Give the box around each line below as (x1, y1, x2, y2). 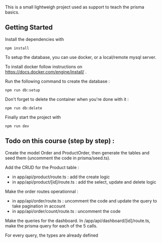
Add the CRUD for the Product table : (5, 164, 79, 170)
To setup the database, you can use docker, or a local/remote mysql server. (5, 54, 157, 60)
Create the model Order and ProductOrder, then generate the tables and (5, 150, 150, 155)
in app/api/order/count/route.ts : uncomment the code (12, 208, 121, 214)
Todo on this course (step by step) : (5, 137, 115, 145)
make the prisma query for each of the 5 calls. (5, 223, 98, 228)
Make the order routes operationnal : (5, 188, 79, 194)
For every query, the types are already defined (5, 232, 98, 238)
